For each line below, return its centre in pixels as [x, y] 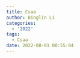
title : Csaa [21, 12]
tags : [13, 34]
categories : [21, 23]
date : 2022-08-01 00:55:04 [40, 46]
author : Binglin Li [31, 18]
